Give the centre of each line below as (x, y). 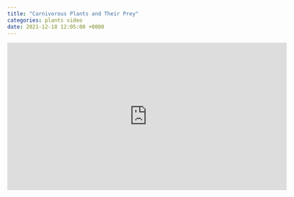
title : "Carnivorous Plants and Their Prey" (73, 14)
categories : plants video (45, 20)
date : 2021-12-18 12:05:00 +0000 (56, 27)
